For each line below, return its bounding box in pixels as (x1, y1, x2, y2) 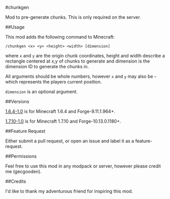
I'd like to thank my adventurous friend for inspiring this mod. (5, 188, 133, 194)
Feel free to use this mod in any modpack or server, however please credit (5, 163, 161, 169)
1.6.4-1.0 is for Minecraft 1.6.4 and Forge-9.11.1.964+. (5, 108, 116, 114)
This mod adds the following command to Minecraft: (5, 34, 115, 40)
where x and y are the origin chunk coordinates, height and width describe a (5, 53, 165, 59)
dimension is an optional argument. (5, 89, 78, 95)
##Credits (5, 178, 26, 184)
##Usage (5, 24, 25, 30)
